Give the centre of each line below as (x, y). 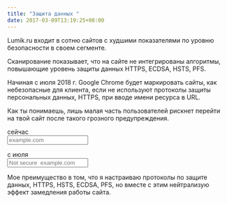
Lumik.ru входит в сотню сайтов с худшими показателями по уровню (111, 40)
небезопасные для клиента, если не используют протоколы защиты (109, 90)
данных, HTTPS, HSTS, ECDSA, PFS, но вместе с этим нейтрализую (108, 184)
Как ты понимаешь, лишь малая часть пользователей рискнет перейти (114, 111)
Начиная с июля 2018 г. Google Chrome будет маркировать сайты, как (112, 82)
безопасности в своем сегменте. (57, 48)
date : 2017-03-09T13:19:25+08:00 (56, 20)
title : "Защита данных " (43, 14)
